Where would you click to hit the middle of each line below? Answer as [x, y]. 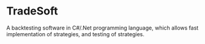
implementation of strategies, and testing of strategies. [76, 34]
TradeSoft [32, 11]
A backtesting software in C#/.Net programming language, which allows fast [102, 28]
